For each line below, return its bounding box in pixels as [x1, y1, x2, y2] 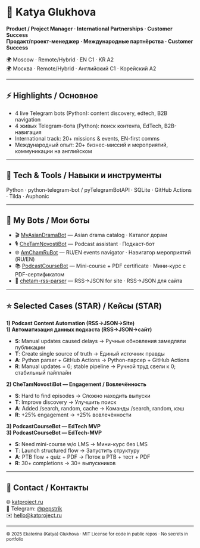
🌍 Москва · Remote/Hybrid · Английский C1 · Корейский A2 [6, 65, 157, 72]
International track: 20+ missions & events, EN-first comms [14, 135, 160, 142]
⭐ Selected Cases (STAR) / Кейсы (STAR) [6, 301, 162, 311]
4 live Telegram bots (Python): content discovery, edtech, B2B [14, 110, 168, 117]
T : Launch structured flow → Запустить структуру [14, 447, 140, 454]
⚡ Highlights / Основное [6, 91, 98, 101]
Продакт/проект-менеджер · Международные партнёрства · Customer [6, 38, 193, 45]
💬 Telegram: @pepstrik [6, 505, 62, 512]
